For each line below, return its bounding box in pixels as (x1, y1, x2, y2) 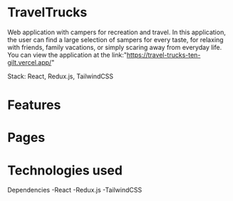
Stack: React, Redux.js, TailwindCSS (7, 72, 114, 81)
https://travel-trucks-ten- (126, 51, 201, 59)
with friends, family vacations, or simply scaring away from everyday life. (7, 43, 222, 51)
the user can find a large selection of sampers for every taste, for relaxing (7, 35, 224, 43)
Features (7, 97, 61, 113)
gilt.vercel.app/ (7, 58, 52, 66)
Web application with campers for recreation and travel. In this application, (7, 28, 226, 36)
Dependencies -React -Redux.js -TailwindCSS (7, 186, 143, 195)
